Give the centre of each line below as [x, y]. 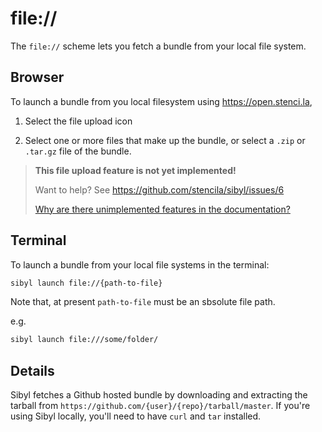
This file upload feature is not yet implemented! [135, 170]
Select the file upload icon [78, 121]
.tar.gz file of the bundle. [78, 151]
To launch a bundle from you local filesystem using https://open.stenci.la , [161, 101]
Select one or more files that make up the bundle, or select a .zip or [165, 140]
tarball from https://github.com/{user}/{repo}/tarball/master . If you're [160, 406]
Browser [37, 77]
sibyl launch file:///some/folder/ [84, 340]
